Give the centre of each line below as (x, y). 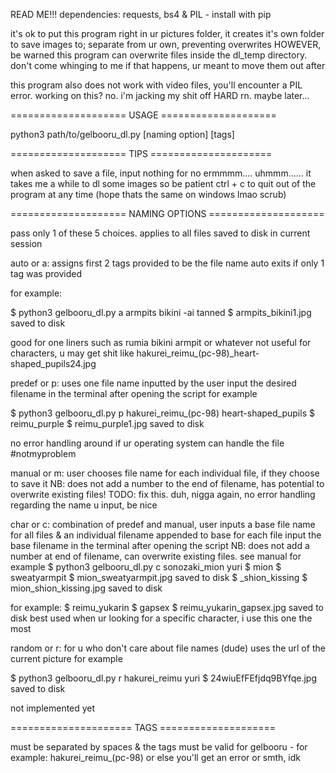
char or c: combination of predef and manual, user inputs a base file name (163, 524)
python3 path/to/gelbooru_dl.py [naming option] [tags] (122, 134)
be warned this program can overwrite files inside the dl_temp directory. (159, 55)
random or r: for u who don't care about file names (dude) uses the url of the (168, 648)
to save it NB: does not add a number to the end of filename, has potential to (167, 483)
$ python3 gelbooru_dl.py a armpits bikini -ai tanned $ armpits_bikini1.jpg (161, 312)
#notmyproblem (43, 453)
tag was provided (46, 273)
